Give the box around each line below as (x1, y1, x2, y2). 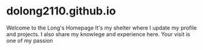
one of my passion (6, 37, 53, 44)
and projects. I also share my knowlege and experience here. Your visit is (6, 30, 191, 37)
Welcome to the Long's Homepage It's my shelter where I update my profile (6, 24, 197, 31)
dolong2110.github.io (6, 4, 116, 18)
